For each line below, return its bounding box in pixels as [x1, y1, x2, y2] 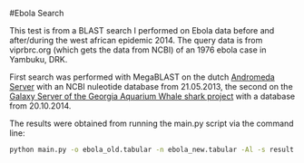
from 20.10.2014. [9, 101, 72, 111]
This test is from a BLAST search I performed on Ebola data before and [9, 25, 275, 35]
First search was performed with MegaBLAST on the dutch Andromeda [9, 72, 275, 82]
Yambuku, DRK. [9, 54, 68, 64]
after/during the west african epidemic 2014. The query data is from [9, 35, 263, 45]
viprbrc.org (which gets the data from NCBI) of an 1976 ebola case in [9, 44, 267, 55]
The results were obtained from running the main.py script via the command [9, 118, 294, 129]
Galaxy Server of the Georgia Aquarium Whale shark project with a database [9, 91, 296, 101]
